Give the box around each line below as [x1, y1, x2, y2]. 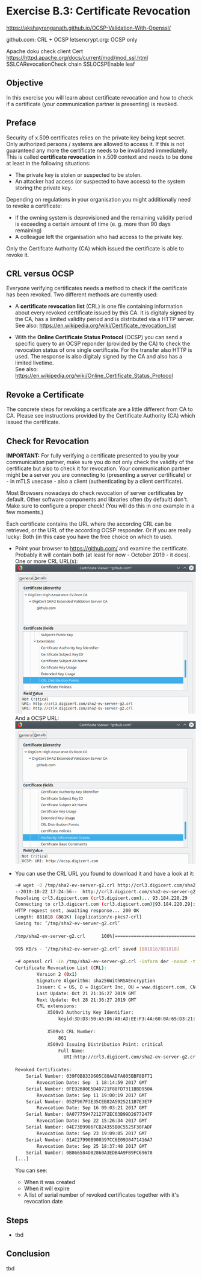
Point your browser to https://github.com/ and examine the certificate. [14, 545, 189, 552]
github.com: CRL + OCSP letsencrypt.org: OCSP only [6, 36, 138, 43]
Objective [6, 78, 44, 88]
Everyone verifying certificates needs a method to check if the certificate [6, 285, 188, 292]
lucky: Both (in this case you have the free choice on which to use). [6, 533, 173, 540]
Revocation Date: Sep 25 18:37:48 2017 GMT [37, 1143, 147, 1149]
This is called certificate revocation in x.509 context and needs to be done [6, 153, 193, 161]
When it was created [23, 1179, 75, 1186]
